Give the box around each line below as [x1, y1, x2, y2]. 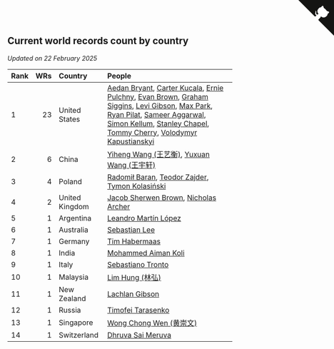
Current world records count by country [7, 35, 189, 47]
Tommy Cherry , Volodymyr [106, 127, 198, 137]
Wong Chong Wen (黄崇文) [106, 318, 198, 328]
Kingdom [59, 201, 89, 211]
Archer [106, 201, 131, 211]
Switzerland [59, 330, 98, 340]
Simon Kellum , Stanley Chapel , [106, 118, 210, 128]
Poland [59, 176, 82, 186]
